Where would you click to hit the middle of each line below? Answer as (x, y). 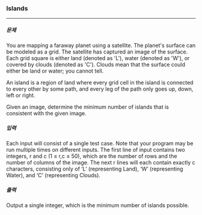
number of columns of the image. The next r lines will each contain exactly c (101, 163)
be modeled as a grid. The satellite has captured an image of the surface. (97, 52)
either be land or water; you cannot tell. (55, 71)
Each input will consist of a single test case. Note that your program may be (100, 144)
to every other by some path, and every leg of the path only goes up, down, (100, 89)
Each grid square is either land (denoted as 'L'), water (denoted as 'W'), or (98, 58)
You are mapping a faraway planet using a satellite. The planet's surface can (101, 46)
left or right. (21, 95)
